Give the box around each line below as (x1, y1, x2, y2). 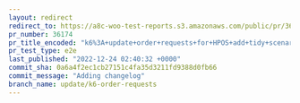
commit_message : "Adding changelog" (8, 72, 145, 81)
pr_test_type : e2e (8, 47, 77, 56)
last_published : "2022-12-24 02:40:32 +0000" (8, 55, 181, 64)
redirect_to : (8, 21, 57, 30)
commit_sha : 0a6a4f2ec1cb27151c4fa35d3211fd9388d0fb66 (8, 64, 218, 73)
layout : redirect (8, 13, 73, 22)
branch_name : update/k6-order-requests (8, 80, 158, 89)
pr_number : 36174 (8, 30, 73, 39)
